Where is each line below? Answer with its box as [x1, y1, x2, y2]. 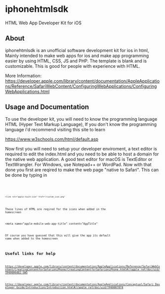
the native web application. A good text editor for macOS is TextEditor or [5, 156, 153, 162]
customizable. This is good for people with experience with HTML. [5, 63, 140, 69]
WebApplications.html [5, 88, 50, 95]
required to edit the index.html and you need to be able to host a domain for [5, 151, 159, 157]
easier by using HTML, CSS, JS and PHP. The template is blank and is [5, 58, 147, 64]
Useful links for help [5, 251, 56, 256]
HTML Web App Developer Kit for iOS [5, 20, 82, 26]
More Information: [5, 73, 42, 79]
